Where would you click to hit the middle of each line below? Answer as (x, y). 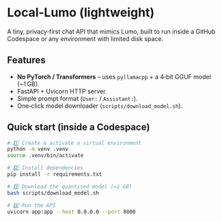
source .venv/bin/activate (45, 156)
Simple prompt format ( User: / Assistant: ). (77, 98)
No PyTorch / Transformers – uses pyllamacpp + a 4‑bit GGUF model (114, 77)
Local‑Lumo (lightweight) (81, 13)
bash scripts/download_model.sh (53, 193)
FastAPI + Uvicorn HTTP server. (62, 91)
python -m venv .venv (38, 149)
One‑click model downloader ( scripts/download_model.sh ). (100, 106)
